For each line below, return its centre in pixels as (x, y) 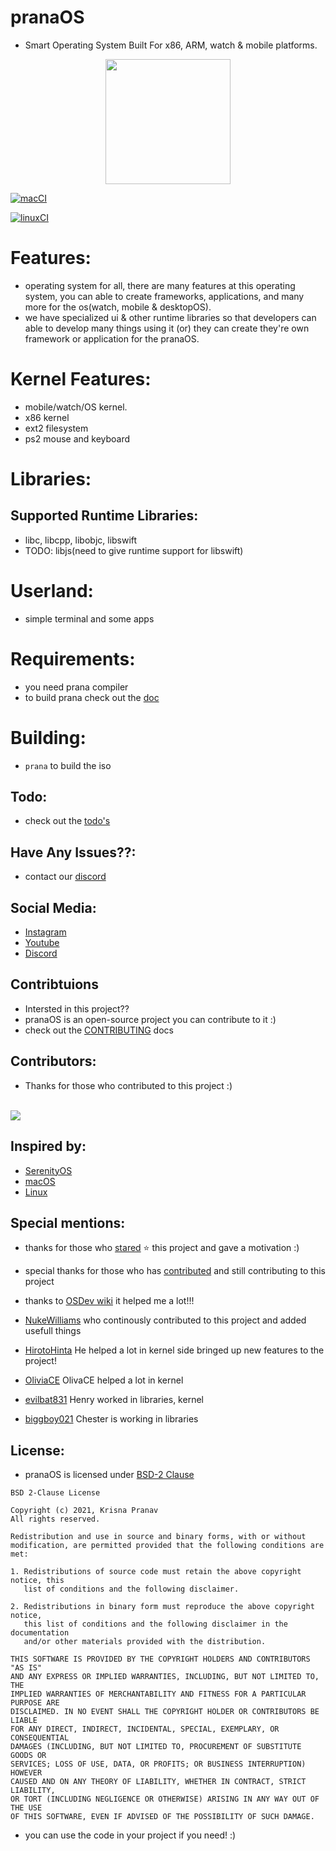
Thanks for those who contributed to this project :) (128, 1085)
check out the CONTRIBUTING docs (99, 1030)
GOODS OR (28, 1756)
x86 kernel (47, 417)
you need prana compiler (76, 687)
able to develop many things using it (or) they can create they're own (167, 328)
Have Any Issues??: (73, 852)
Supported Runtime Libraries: (104, 516)
